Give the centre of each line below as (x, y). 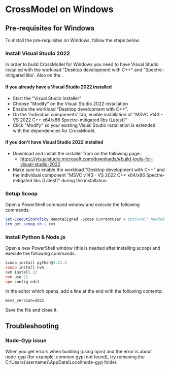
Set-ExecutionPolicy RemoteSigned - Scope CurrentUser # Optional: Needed (85, 219)
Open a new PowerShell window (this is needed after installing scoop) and (83, 248)
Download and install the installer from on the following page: (77, 153)
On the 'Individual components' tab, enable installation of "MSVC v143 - (88, 114)
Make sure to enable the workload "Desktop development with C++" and (89, 170)
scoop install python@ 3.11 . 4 (36, 263)
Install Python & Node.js (36, 237)
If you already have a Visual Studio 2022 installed (59, 87)
